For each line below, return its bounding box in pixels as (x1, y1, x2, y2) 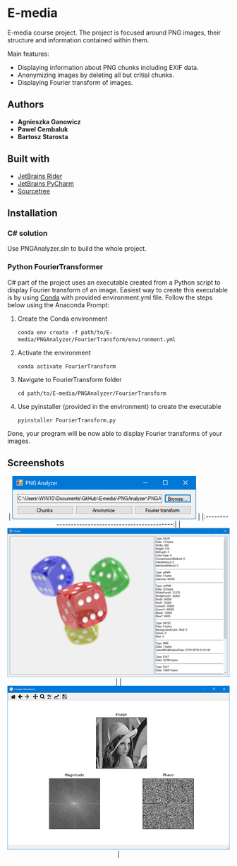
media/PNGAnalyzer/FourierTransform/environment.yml (17, 336, 176, 343)
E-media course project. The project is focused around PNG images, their (7, 28, 221, 37)
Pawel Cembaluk (17, 125, 68, 134)
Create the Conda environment (17, 314, 108, 323)
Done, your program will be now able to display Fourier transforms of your (7, 429, 223, 437)
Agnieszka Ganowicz (17, 117, 81, 126)
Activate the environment (17, 348, 92, 357)
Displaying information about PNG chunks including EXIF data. (17, 63, 199, 71)
